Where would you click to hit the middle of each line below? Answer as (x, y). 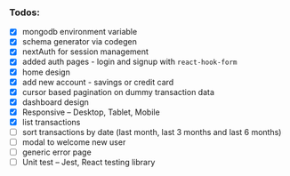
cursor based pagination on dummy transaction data (118, 92)
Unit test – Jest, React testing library (89, 163)
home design (46, 72)
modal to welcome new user (74, 142)
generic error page (56, 152)
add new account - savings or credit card (98, 82)
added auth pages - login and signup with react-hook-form (129, 62)
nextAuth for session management (85, 52)
